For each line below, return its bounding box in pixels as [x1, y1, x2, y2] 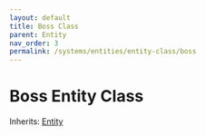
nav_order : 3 [9, 38, 59, 48]
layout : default [9, 13, 71, 23]
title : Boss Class [9, 22, 79, 31]
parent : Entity [9, 30, 67, 39]
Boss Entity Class [9, 86, 144, 107]
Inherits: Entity [9, 116, 63, 127]
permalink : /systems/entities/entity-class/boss [9, 47, 197, 56]
